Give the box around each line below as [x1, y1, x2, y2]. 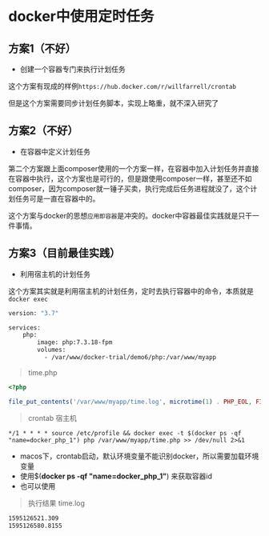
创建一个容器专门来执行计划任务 [19, 65, 126, 74]
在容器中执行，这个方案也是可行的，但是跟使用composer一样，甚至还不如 [8, 174, 252, 183]
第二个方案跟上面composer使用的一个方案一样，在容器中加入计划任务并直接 [8, 163, 259, 173]
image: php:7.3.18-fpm [37, 338, 113, 346]
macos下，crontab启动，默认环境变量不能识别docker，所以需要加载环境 [19, 451, 259, 461]
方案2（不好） [8, 124, 78, 138]
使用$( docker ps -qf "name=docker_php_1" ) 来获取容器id [19, 471, 213, 481]
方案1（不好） [8, 42, 77, 55]
